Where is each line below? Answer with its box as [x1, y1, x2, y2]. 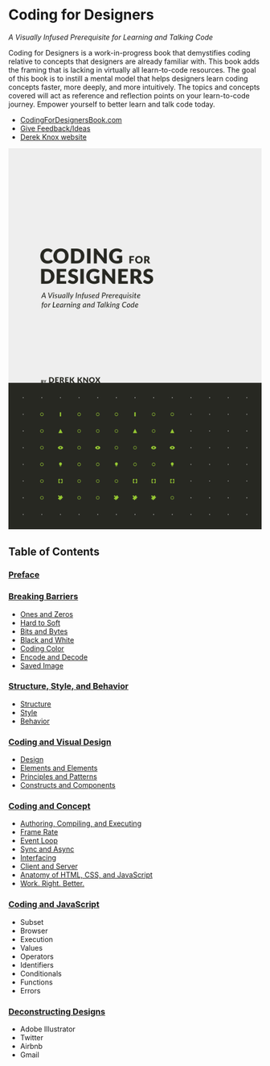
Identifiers [19, 960, 54, 969]
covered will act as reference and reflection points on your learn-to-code [8, 90, 251, 100]
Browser [19, 926, 48, 935]
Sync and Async [19, 844, 75, 854]
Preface [8, 569, 40, 581]
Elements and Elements [19, 764, 98, 773]
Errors [19, 985, 41, 995]
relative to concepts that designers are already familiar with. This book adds [8, 56, 260, 66]
